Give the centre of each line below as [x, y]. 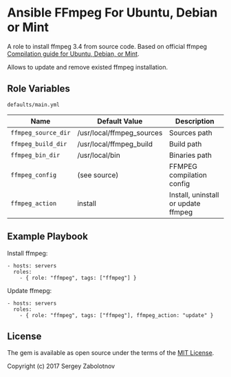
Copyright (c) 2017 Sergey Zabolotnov [61, 366]
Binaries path [190, 155]
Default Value [120, 121]
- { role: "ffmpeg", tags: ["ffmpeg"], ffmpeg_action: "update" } [117, 315]
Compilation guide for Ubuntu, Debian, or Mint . [73, 54]
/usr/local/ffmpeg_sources [120, 132]
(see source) [98, 175]
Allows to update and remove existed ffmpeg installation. [88, 67]
